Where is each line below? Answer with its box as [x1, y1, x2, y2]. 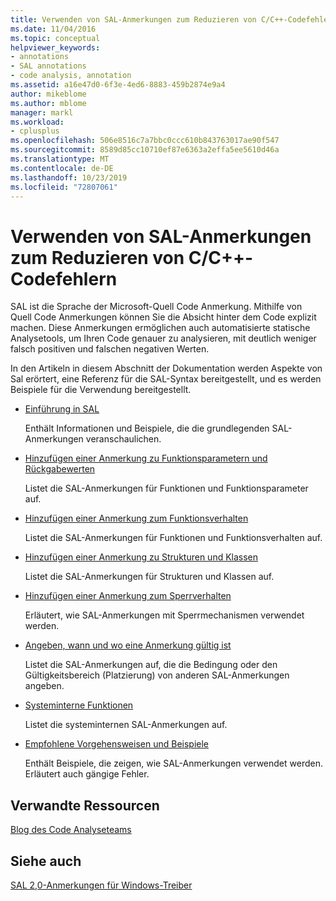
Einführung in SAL [24, 403, 100, 415]
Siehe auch [10, 852, 82, 870]
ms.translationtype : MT [10, 154, 110, 164]
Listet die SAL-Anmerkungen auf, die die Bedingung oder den [24, 659, 278, 671]
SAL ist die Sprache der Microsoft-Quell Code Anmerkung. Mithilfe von [10, 301, 303, 313]
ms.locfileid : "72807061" [10, 182, 118, 192]
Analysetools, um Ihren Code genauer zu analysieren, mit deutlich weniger [10, 332, 317, 345]
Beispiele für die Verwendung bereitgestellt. [10, 384, 192, 396]
